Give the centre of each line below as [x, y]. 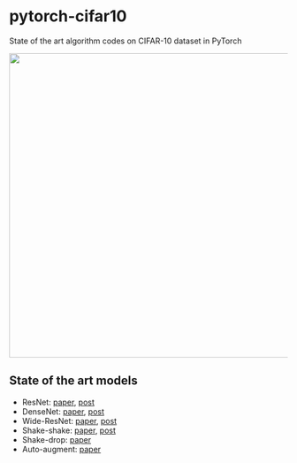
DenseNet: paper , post [63, 411]
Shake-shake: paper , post [69, 430]
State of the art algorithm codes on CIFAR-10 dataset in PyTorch [126, 41]
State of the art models [74, 381]
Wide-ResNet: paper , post [69, 421]
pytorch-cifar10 [68, 16]
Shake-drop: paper [57, 439]
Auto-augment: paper [61, 449]
